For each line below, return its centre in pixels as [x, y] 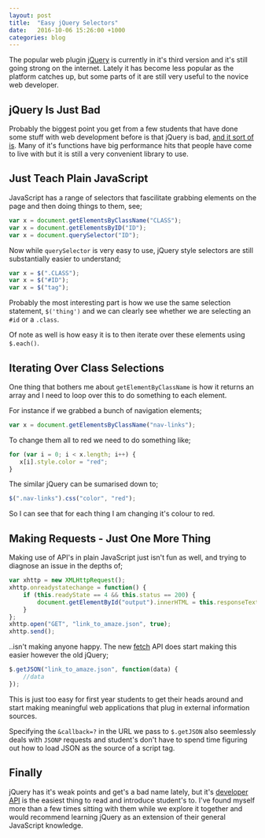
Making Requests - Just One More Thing [110, 538]
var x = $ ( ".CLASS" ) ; [44, 273]
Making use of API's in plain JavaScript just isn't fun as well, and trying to [128, 557]
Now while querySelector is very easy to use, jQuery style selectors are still [131, 250]
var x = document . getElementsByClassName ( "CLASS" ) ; [95, 220]
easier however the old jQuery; [59, 655]
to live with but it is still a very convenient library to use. [99, 154]
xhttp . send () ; [32, 631]
